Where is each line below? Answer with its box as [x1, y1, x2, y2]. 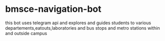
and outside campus [5, 30, 47, 36]
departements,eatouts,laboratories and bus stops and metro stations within [5, 25, 160, 31]
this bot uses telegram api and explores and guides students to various [5, 20, 151, 26]
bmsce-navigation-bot [5, 3, 101, 15]
